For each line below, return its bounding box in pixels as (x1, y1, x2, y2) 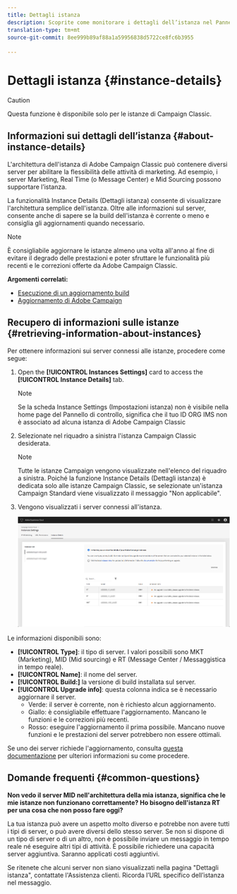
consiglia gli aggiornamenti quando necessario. (7, 219, 145, 227)
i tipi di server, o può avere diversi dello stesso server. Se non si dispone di (7, 827, 224, 835)
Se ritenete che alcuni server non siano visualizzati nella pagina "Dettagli (7, 863, 219, 871)
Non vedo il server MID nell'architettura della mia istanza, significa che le (7, 791, 226, 799)
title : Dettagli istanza (7, 11, 80, 18)
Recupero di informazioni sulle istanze (7, 317, 180, 329)
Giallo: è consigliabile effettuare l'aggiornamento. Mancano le (28, 707, 207, 716)
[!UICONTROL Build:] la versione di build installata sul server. (17, 678, 196, 686)
